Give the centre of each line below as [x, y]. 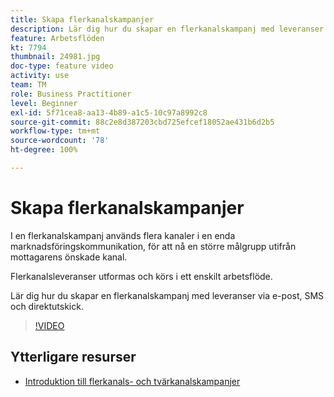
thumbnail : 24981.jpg [55, 57]
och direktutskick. [47, 306]
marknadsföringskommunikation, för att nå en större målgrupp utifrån [153, 246]
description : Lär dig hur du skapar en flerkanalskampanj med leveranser [167, 29]
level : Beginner [44, 103]
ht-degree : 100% [44, 150]
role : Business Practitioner [71, 94]
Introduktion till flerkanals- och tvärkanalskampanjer [132, 381]
